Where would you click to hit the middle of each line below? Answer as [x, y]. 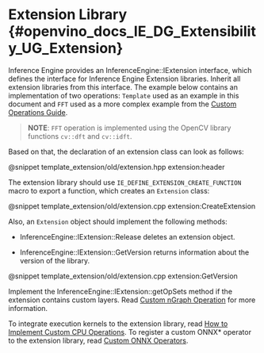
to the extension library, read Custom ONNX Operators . [98, 340]
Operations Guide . [38, 112]
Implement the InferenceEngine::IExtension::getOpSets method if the [120, 291]
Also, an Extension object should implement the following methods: [118, 221]
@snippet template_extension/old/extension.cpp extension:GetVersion [123, 276]
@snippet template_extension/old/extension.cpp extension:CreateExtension [132, 206]
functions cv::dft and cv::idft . [80, 136]
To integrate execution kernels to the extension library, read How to [118, 324]
